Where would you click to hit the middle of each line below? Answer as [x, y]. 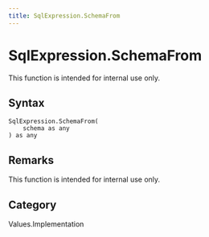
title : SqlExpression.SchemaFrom [64, 16]
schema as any [46, 129]
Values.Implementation [46, 224]
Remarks [31, 160]
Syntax [27, 102]
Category [33, 204]
